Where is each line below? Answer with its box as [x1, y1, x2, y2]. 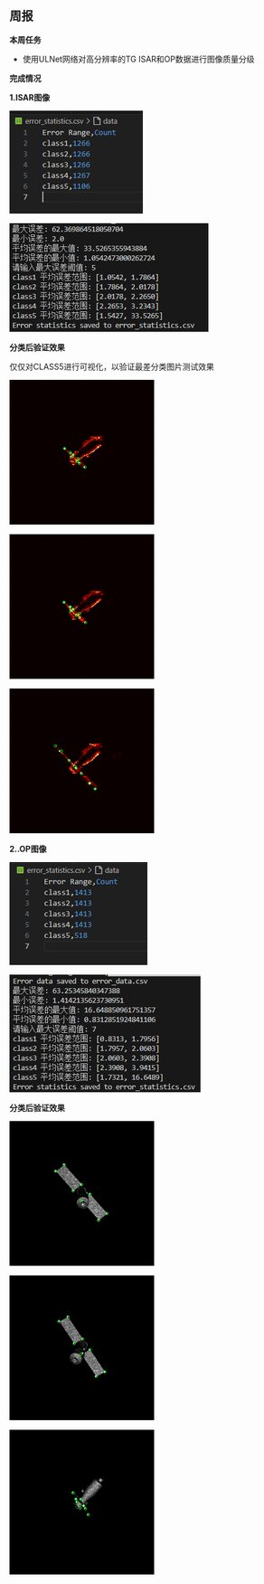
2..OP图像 [9, 843, 47, 854]
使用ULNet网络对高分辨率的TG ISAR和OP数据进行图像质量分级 [22, 53, 255, 64]
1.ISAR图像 [9, 91, 51, 102]
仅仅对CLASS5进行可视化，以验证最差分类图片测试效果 [9, 361, 215, 372]
